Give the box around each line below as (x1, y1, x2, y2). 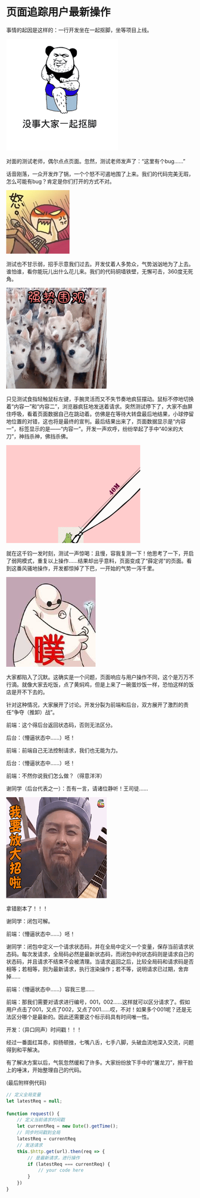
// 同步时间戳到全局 (17, 1130, 61, 1136)
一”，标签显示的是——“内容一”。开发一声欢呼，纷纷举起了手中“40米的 (6, 425, 179, 432)
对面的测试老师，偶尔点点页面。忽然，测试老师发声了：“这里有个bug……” (6, 157, 186, 164)
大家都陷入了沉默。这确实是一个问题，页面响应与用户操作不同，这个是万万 (6, 673, 189, 681)
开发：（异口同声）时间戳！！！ (6, 1026, 82, 1033)
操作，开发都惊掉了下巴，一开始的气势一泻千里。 (37, 565, 158, 572)
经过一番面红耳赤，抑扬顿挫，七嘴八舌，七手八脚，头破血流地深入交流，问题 (6, 1038, 194, 1045)
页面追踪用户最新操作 (6, 5, 111, 19)
